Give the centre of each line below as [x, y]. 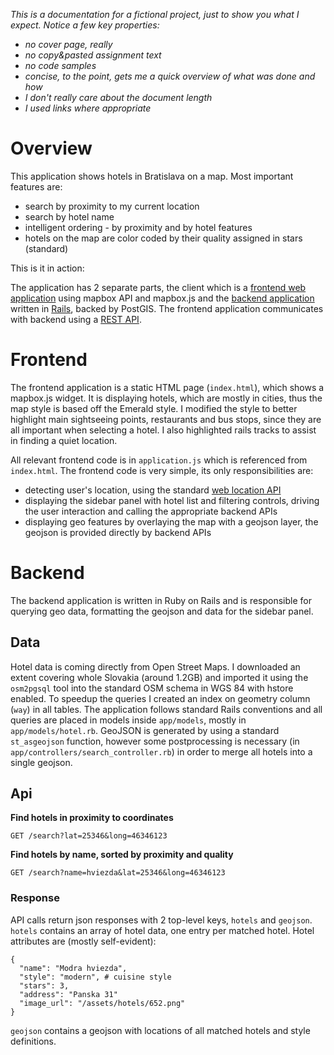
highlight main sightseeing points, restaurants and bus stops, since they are [166, 419]
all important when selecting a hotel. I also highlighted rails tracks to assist [163, 430]
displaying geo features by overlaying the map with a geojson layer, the [171, 521]
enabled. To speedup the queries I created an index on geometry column [160, 698]
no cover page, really [68, 44]
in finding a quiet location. [64, 440]
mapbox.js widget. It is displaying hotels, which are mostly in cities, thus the [166, 398]
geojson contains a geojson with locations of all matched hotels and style [160, 1030]
